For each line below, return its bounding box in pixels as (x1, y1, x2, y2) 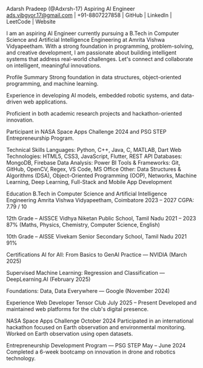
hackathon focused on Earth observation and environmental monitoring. (6, 324, 186, 330)
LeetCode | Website (6, 18, 56, 25)
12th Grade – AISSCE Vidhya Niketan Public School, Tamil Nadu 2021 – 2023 (6, 215, 196, 222)
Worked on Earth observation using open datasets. (6, 330, 133, 337)
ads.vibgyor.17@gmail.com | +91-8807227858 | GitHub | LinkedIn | (6, 11, 172, 19)
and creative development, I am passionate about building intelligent (6, 49, 177, 56)
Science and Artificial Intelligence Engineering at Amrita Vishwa (6, 36, 165, 43)
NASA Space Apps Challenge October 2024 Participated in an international (6, 317, 194, 324)
